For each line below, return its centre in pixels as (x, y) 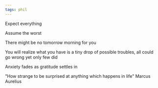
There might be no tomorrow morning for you (51, 43)
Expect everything (23, 23)
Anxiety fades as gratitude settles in (41, 66)
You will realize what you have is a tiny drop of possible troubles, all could (79, 52)
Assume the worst (23, 33)
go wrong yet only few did (31, 57)
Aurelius (13, 81)
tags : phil (16, 10)
